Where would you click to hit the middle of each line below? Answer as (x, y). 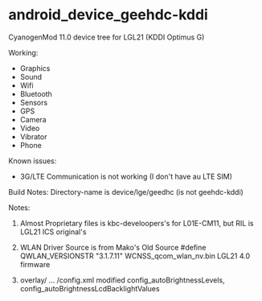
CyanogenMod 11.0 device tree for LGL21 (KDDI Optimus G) (106, 37)
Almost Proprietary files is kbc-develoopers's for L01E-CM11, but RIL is (137, 223)
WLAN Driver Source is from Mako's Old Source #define (113, 247)
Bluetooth (36, 93)
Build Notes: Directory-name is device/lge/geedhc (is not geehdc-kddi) (126, 192)
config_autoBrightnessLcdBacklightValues (90, 288)
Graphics (35, 68)
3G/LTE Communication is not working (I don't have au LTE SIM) (126, 176)
